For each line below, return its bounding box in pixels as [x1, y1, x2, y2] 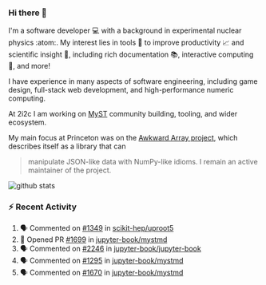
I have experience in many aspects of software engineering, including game [8, 77, 258, 86]
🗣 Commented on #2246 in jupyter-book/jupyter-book [19, 243, 201, 253]
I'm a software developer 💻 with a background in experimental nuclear [8, 26, 242, 35]
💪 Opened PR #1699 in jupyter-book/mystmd [19, 235, 168, 244]
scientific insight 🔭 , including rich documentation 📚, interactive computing [8, 49, 254, 59]
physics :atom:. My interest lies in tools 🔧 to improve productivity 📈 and [8, 38, 244, 47]
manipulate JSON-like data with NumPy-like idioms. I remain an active [27, 157, 258, 167]
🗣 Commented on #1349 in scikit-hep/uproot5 [19, 223, 174, 232]
